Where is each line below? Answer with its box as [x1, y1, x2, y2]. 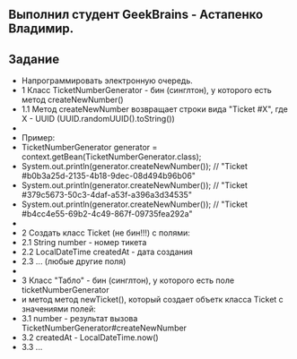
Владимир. [8, 21, 74, 37]
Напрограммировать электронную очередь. [21, 75, 194, 86]
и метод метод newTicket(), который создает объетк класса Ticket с [21, 295, 284, 305]
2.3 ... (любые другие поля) [21, 256, 127, 267]
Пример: [21, 132, 56, 143]
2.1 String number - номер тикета [21, 237, 147, 248]
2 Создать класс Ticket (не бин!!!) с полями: [21, 227, 190, 238]
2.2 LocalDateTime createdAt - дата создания [21, 246, 194, 258]
